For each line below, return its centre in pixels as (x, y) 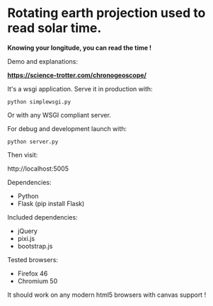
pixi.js (26, 238)
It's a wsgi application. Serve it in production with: (80, 89)
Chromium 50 (38, 280)
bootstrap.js (35, 246)
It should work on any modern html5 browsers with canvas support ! (107, 295)
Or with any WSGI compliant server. (59, 115)
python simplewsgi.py (39, 102)
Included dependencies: (42, 217)
